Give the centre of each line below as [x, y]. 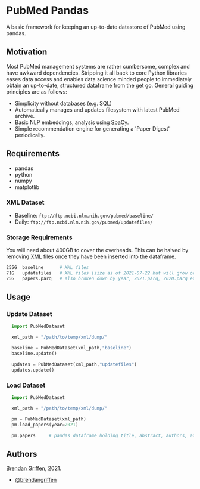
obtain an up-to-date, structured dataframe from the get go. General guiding [100, 85]
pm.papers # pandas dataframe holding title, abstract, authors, [99, 435]
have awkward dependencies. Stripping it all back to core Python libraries [97, 73]
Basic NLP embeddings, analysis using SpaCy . [72, 122]
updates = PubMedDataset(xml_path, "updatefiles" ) [74, 364]
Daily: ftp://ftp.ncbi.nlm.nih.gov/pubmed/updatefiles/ [84, 222]
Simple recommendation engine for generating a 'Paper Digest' [92, 128]
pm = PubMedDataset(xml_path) [49, 419]
